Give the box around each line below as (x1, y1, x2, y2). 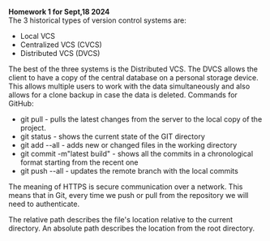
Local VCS (19, 32, 55, 41)
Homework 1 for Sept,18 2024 (8, 7, 110, 16)
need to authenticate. (8, 199, 79, 209)
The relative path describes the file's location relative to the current (8, 215, 234, 224)
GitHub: (8, 99, 34, 108)
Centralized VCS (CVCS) (19, 40, 103, 49)
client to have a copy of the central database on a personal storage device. (8, 73, 259, 82)
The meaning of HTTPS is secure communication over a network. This (8, 182, 243, 192)
